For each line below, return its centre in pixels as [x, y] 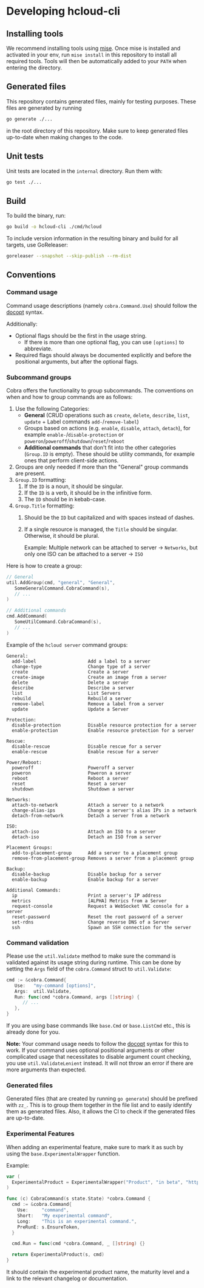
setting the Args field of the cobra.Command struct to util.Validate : [89, 969]
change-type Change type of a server [81, 667]
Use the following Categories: [52, 408]
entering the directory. [34, 68]
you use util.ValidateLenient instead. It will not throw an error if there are [100, 1063]
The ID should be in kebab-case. [65, 499]
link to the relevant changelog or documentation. [67, 1278]
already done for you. [33, 1032]
